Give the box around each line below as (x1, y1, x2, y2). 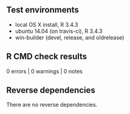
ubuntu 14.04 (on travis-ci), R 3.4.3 (15, 27, 103, 35)
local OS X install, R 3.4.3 (15, 21, 78, 28)
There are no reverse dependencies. (6, 101, 98, 109)
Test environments (6, 5, 79, 15)
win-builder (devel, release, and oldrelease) (15, 33, 125, 41)
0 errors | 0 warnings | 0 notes (6, 67, 83, 75)
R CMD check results (6, 52, 87, 62)
